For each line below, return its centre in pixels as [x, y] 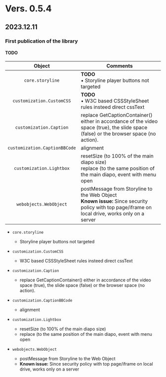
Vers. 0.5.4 [28, 9]
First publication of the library [41, 41]
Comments [120, 66]
